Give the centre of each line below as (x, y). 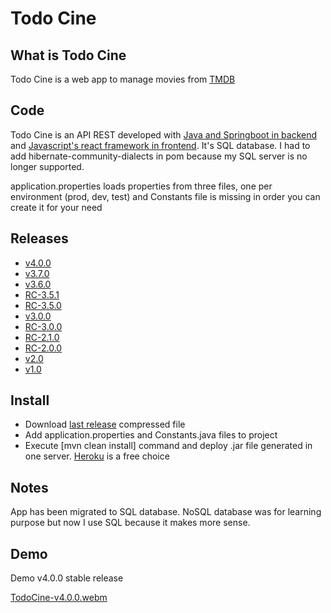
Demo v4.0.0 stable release (67, 578)
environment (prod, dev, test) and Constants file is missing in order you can (165, 196)
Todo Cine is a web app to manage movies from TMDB (123, 79)
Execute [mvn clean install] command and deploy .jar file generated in (168, 446)
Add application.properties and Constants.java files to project (151, 435)
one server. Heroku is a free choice (97, 456)
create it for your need (56, 207)
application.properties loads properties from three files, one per (141, 186)
